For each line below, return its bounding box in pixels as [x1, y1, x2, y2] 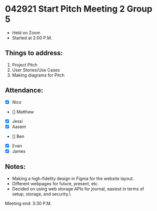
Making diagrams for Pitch [12, 72, 65, 78]
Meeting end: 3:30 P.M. [5, 200, 52, 206]
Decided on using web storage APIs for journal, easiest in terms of [12, 186, 144, 192]
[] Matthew [12, 109, 34, 114]
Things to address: [5, 49, 63, 57]
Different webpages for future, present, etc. [12, 180, 99, 186]
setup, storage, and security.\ [12, 191, 71, 197]
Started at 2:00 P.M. [12, 35, 52, 41]
